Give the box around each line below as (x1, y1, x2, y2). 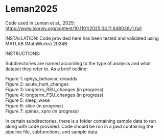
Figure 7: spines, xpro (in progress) (5, 108, 79, 114)
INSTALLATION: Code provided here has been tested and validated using (5, 35, 159, 41)
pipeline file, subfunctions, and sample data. (5, 128, 99, 135)
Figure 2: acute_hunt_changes (5, 81, 69, 87)
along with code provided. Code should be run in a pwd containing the (5, 123, 153, 129)
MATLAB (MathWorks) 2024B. (5, 40, 69, 46)
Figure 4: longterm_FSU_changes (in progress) (5, 92, 104, 98)
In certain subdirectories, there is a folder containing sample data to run (5, 118, 156, 124)
